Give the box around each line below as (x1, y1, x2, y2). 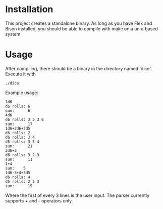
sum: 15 (5, 183, 33, 188)
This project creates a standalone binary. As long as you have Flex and (5, 20, 152, 26)
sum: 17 (5, 121, 33, 127)
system (5, 31, 21, 37)
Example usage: (5, 90, 39, 96)
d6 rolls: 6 (5, 104, 30, 109)
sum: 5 (5, 165, 26, 171)
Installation (5, 4, 53, 15)
